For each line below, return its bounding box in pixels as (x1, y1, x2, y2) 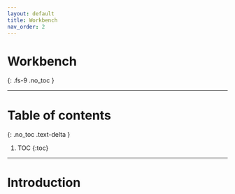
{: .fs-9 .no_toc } (7, 76, 55, 84)
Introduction (7, 175, 81, 191)
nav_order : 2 (7, 23, 45, 30)
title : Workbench (7, 17, 58, 24)
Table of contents (7, 107, 112, 123)
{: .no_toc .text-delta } (7, 130, 71, 139)
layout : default (7, 10, 55, 17)
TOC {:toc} (17, 144, 49, 152)
